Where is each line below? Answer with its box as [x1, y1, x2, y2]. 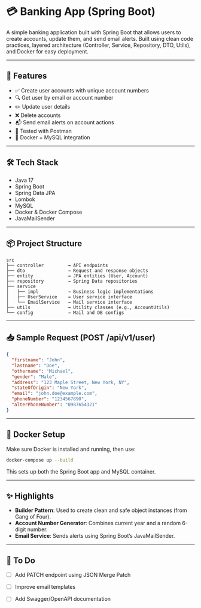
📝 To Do [6, 555, 36, 565]
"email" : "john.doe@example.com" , [11, 391, 98, 397]
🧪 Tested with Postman [14, 127, 72, 134]
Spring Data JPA [14, 189, 56, 196]
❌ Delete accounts [14, 112, 61, 119]
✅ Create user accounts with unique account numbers [14, 86, 150, 94]
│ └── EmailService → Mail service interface [6, 299, 133, 306]
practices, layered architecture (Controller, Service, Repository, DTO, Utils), [6, 41, 191, 49]
